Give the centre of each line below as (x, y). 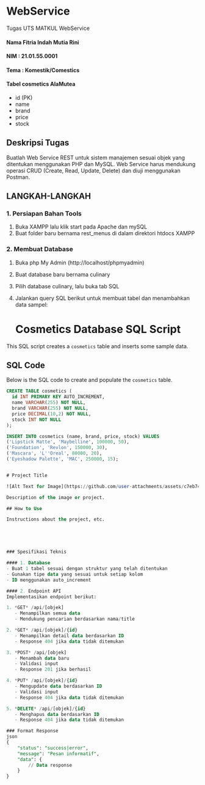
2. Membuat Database (40, 249)
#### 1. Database (28, 563)
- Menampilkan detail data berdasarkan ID (69, 636)
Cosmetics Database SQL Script (98, 329)
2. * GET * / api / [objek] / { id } (42, 630)
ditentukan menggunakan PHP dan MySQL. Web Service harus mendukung (101, 164)
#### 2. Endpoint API (34, 591)
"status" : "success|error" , (53, 748)
